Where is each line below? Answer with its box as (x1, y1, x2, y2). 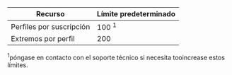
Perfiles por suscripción (11, 21, 91, 31)
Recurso (36, 9, 65, 18)
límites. (7, 60, 28, 69)
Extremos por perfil (11, 34, 76, 44)
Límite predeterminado (96, 9, 175, 18)
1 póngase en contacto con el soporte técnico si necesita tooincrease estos (7, 52, 225, 62)
